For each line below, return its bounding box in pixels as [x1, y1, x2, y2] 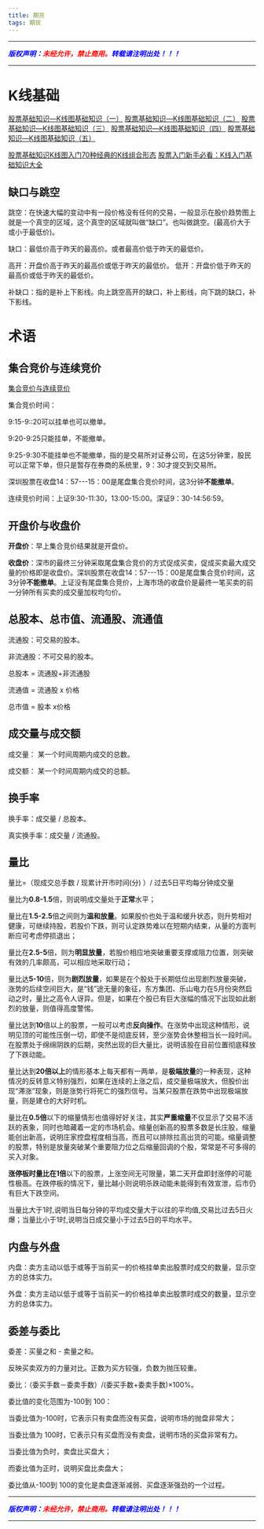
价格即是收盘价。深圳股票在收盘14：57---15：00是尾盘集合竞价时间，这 [21, 568, 255, 578]
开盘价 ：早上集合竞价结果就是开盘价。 [8, 542, 132, 551]
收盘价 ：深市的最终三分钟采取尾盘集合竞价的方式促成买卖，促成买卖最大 [8, 558, 242, 568]
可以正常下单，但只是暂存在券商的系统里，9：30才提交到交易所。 [8, 461, 222, 470]
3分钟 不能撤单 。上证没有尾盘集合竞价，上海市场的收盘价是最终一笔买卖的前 [8, 578, 254, 587]
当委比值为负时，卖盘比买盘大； [8, 1446, 112, 1456]
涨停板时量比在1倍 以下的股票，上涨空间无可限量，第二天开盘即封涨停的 [8, 1169, 239, 1178]
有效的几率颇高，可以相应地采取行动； [8, 957, 132, 967]
